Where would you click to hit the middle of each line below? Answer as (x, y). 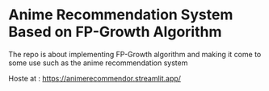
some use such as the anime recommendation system (98, 63)
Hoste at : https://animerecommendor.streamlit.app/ (95, 78)
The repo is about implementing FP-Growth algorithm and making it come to (135, 54)
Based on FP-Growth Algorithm (115, 32)
